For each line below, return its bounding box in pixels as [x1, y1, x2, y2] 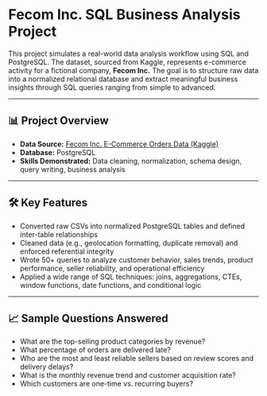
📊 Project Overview [8, 114, 109, 128]
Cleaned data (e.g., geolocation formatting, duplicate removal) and [19, 238, 238, 247]
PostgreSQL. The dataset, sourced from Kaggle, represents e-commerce [8, 57, 246, 67]
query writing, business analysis [19, 165, 126, 174]
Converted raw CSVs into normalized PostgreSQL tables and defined [19, 221, 245, 231]
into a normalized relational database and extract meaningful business [8, 74, 238, 83]
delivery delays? [19, 362, 74, 371]
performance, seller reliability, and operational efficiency [19, 263, 205, 273]
